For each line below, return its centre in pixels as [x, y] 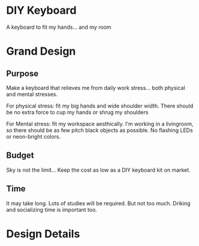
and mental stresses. [32, 94]
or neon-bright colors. [34, 136]
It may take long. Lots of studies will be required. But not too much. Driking [98, 203]
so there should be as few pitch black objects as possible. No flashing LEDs [99, 130]
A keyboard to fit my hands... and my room [59, 27]
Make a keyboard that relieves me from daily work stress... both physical [96, 88]
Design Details [43, 234]
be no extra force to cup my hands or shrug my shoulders [77, 112]
